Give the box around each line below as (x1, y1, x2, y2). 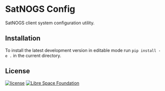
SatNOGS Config (5, 3, 75, 15)
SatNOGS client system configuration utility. (5, 20, 95, 26)
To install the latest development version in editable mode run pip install (5, 47, 157, 53)
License (5, 67, 30, 75)
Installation (5, 34, 41, 43)
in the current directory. (13, 52, 61, 58)
